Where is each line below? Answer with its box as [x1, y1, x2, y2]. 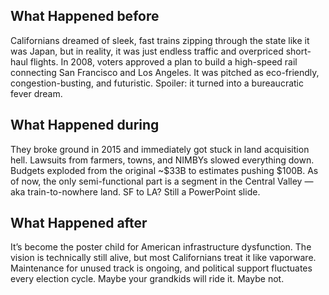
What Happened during [10, 117, 160, 134]
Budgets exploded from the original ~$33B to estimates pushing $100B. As [10, 164, 319, 176]
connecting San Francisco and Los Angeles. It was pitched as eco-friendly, [10, 66, 320, 78]
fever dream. [10, 87, 63, 99]
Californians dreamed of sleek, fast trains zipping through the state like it [10, 34, 310, 46]
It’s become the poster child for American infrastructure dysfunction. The [10, 241, 312, 253]
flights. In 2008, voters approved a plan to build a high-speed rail [29, 55, 298, 68]
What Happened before [10, 8, 160, 25]
